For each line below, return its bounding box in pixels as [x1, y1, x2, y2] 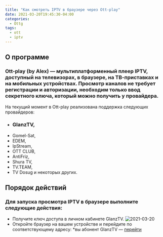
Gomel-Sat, [12, 132, 36, 138]
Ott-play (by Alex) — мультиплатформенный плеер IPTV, [5, 68, 148, 75]
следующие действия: [5, 204, 63, 211]
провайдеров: [5, 109, 35, 115]
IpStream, [12, 143, 33, 149]
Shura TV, [12, 158, 33, 164]
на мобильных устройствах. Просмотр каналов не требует [5, 80, 156, 87]
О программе [5, 53, 49, 62]
